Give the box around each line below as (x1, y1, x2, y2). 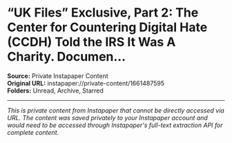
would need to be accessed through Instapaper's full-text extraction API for (7, 121, 223, 129)
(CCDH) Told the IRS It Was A (7, 35, 176, 50)
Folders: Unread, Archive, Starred (7, 86, 104, 95)
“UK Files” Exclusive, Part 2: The (7, 5, 199, 21)
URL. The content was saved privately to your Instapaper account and (7, 113, 209, 122)
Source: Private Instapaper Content (7, 71, 108, 80)
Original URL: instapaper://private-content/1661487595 (7, 79, 164, 87)
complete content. (7, 128, 59, 136)
